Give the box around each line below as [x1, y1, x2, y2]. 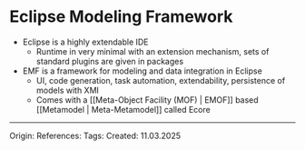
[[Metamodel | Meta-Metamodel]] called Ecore [35, 104, 211, 115]
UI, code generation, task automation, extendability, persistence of [35, 75, 286, 85]
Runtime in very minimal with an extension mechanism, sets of [35, 45, 270, 56]
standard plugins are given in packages [35, 55, 184, 66]
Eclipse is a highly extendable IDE [22, 36, 149, 47]
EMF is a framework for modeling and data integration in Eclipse [22, 65, 263, 76]
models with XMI [35, 85, 100, 95]
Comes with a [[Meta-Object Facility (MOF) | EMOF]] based [35, 94, 259, 105]
